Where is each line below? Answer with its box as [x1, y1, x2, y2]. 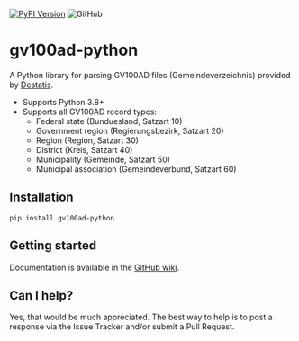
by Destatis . [9, 79, 54, 90]
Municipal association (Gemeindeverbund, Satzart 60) [35, 163, 237, 175]
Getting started [9, 238, 97, 254]
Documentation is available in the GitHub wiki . [9, 262, 180, 273]
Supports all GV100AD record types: [22, 106, 158, 117]
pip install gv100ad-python [9, 213, 115, 222]
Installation [9, 190, 74, 205]
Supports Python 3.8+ [22, 96, 105, 107]
